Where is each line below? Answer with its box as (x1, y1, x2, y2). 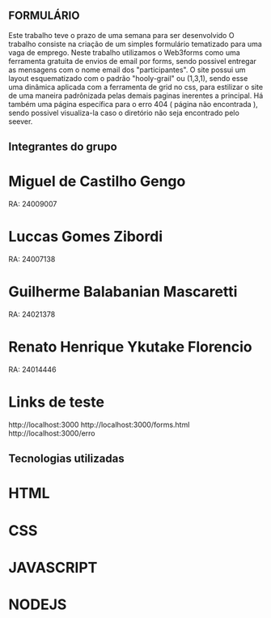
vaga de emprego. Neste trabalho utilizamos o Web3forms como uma (8, 47, 240, 58)
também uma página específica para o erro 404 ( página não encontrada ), (8, 99, 259, 109)
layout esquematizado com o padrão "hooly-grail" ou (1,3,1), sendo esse (8, 73, 248, 83)
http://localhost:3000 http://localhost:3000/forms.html (8, 420, 190, 429)
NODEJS (8, 595, 67, 614)
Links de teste (8, 393, 105, 411)
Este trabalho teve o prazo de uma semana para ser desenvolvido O (8, 30, 235, 40)
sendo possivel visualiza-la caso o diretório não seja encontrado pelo (8, 108, 240, 117)
